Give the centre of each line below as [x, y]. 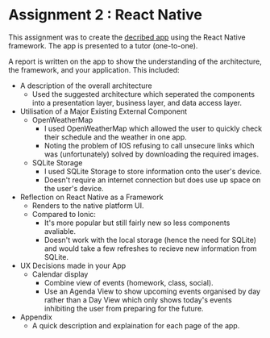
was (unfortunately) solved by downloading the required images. [152, 154]
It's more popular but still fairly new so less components [137, 223]
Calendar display [60, 274]
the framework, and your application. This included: [94, 69]
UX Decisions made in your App [73, 265]
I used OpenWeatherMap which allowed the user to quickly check [153, 128]
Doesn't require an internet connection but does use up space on [152, 180]
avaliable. [60, 231]
